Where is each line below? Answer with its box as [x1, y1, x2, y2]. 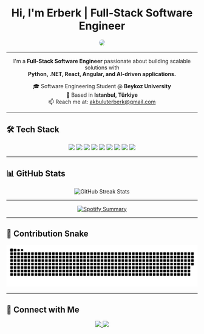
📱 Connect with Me [6, 304, 80, 315]
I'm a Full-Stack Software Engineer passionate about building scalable [13, 57, 191, 64]
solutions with [84, 64, 120, 71]
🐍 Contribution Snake [6, 228, 89, 238]
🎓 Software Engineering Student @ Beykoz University [33, 82, 171, 89]
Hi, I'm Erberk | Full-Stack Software [11, 6, 193, 20]
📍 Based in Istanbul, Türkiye [66, 91, 138, 99]
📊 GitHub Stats [6, 169, 66, 179]
